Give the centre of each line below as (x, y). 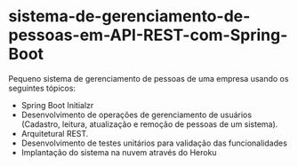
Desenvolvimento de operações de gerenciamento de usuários (137, 115)
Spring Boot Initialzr (57, 105)
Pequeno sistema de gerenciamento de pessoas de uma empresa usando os (149, 78)
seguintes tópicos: (42, 88)
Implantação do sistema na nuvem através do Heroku (119, 152)
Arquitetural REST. (55, 133)
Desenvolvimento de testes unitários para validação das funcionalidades (154, 143)
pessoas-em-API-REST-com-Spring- (148, 35)
